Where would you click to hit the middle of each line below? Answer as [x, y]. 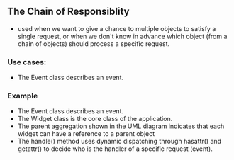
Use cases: [27, 62]
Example [23, 96]
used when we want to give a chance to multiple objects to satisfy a [117, 28]
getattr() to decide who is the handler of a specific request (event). [115, 149]
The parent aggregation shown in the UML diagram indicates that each [121, 126]
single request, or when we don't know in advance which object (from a [122, 36]
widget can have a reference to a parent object [86, 134]
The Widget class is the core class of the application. [95, 119]
